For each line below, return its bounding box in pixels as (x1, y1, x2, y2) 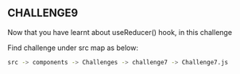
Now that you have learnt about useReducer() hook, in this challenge (7, 27, 232, 37)
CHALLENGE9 (7, 6, 79, 20)
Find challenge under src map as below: (7, 43, 138, 53)
